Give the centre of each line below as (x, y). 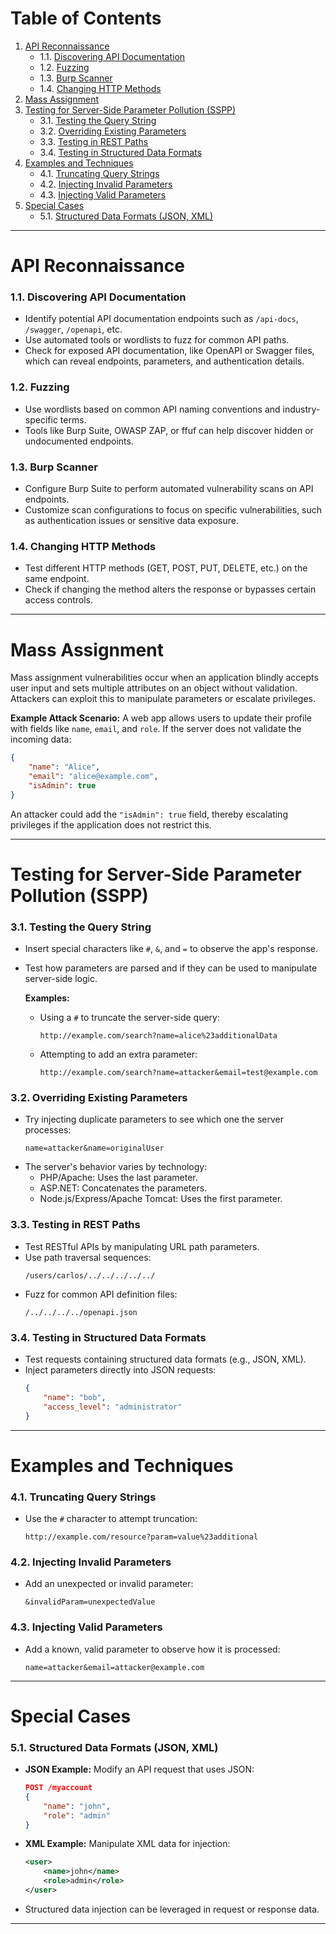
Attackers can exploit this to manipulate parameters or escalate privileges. (163, 699)
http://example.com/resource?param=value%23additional (141, 1537)
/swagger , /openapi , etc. (73, 329)
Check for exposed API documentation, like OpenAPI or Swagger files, (169, 351)
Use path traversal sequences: (88, 1257)
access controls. (59, 600)
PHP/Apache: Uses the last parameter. (118, 1178)
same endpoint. (57, 579)
